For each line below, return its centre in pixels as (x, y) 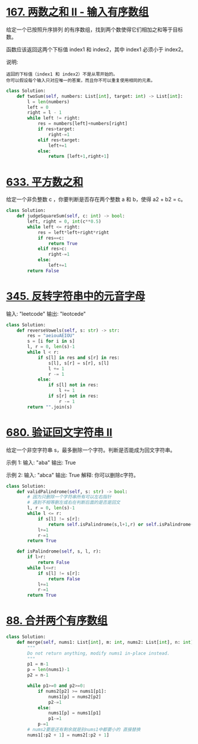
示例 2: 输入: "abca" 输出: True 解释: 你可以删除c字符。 (72, 475)
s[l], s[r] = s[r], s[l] (79, 363)
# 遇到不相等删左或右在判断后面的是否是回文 (74, 502)
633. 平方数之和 (45, 182)
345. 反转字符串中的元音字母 (76, 296)
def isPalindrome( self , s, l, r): (59, 551)
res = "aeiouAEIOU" (51, 336)
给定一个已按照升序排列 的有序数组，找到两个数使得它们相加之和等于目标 (95, 29)
